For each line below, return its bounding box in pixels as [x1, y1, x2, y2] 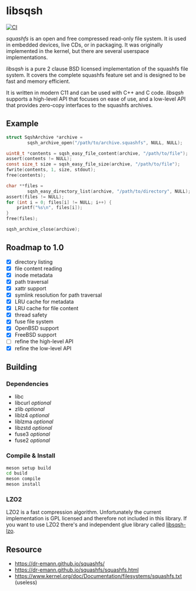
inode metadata [14, 271, 53, 278]
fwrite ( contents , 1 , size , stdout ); [6, 167, 96, 173]
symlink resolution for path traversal [14, 291, 102, 298]
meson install [6, 482, 41, 487]
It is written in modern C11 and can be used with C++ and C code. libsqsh [6, 89, 184, 96]
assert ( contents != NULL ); [6, 156, 72, 162]
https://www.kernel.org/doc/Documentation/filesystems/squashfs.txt [14, 573, 182, 580]
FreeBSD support [14, 331, 57, 338]
